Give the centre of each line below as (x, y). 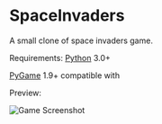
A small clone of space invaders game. (81, 40)
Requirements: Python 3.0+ (60, 58)
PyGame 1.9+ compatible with (64, 75)
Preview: (26, 93)
